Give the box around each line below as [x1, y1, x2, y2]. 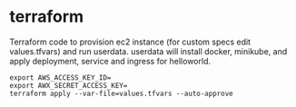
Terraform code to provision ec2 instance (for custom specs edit [9, 36, 252, 47]
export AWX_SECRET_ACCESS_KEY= [9, 81, 128, 90]
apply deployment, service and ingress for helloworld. [9, 55, 212, 66]
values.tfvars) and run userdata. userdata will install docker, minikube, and [9, 45, 288, 56]
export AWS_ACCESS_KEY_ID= [9, 73, 112, 83]
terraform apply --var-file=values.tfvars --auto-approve [9, 89, 233, 98]
